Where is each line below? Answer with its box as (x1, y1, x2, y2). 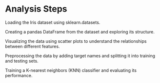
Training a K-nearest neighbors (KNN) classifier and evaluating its (5, 67, 137, 73)
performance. (5, 72, 33, 78)
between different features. (5, 43, 60, 49)
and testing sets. (5, 58, 39, 64)
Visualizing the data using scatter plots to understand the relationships (5, 38, 147, 44)
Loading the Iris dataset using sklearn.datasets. (5, 19, 100, 25)
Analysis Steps (5, 3, 67, 15)
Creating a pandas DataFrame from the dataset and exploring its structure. (5, 29, 155, 34)
